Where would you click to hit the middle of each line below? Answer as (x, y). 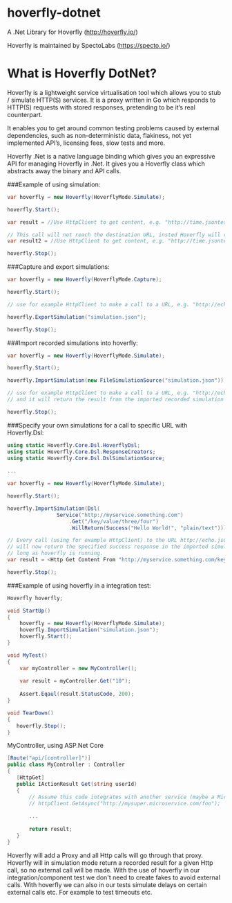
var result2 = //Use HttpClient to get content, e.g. (86, 241)
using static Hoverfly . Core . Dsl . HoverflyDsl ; (74, 445)
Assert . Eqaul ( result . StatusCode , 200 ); (77, 694)
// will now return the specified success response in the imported (108, 547)
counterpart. (25, 114)
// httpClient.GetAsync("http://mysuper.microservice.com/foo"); (125, 803)
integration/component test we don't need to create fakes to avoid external (114, 877)
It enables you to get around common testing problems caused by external (113, 128)
